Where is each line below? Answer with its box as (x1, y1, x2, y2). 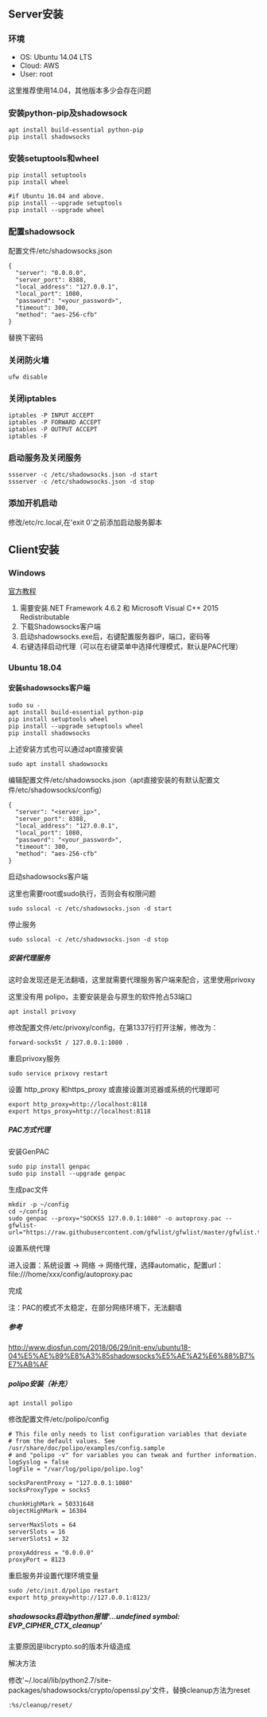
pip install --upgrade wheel (8, 206, 105, 214)
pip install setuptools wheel (8, 715, 109, 723)
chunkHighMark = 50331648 (8, 1500, 94, 1508)
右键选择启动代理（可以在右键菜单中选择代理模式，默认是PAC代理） (19, 642, 243, 651)
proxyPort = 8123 (8, 1556, 66, 1564)
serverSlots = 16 (8, 1528, 66, 1536)
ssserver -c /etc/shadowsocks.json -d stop (8, 477, 155, 486)
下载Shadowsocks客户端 (19, 622, 101, 631)
